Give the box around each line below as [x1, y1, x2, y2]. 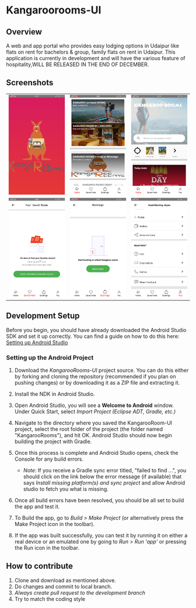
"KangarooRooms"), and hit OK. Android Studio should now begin [14, 431, 172, 438]
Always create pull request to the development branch [14, 589, 146, 596]
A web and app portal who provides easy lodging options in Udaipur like [6, 42, 180, 49]
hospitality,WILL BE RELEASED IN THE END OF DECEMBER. [6, 61, 149, 68]
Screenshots [6, 78, 54, 88]
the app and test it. [14, 503, 60, 510]
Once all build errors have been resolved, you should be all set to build [14, 496, 184, 503]
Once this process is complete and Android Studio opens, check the [14, 449, 178, 456]
